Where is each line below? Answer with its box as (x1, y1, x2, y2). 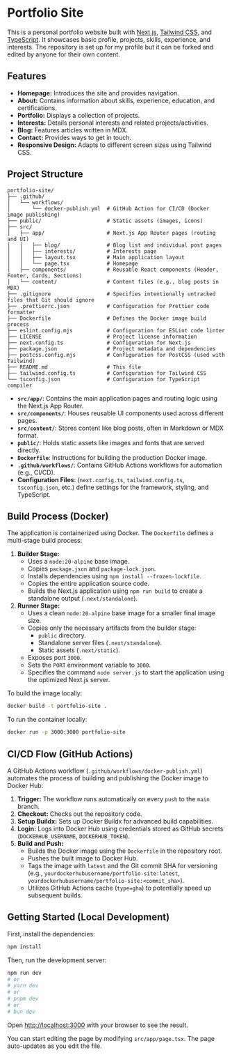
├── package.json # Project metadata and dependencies (7, 345, 216, 353)
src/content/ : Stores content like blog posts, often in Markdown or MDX (17, 424, 224, 432)
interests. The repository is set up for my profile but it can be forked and (7, 43, 214, 51)
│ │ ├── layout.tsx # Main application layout (7, 254, 185, 261)
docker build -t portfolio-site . (7, 702, 108, 710)
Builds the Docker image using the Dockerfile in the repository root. (27, 847, 222, 855)
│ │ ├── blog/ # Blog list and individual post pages (7, 242, 222, 249)
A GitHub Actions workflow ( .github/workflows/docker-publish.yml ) (7, 766, 203, 775)
